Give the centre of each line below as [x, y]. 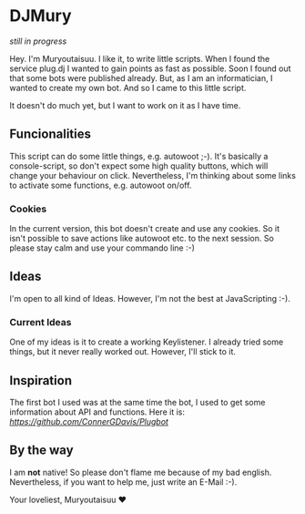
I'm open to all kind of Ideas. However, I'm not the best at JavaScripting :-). [150, 298]
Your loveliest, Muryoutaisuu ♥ [68, 499]
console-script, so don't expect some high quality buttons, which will [139, 166]
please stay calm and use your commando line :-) [102, 248]
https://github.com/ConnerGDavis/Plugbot [89, 421]
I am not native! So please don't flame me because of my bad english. [141, 472]
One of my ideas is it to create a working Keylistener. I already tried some [147, 342]
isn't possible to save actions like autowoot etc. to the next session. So [142, 239]
